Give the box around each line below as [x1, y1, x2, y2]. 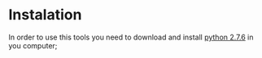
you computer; [8, 40, 58, 50]
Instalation [8, 6, 82, 24]
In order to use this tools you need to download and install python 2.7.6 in [8, 32, 254, 42]
